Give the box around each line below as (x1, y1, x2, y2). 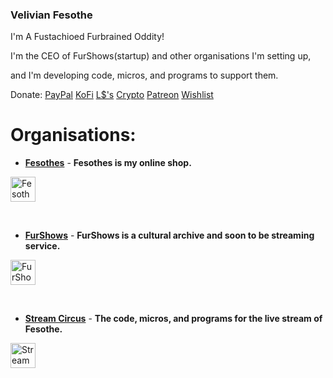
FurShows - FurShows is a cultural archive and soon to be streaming (24, 229, 315, 242)
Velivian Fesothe (10, 8, 93, 22)
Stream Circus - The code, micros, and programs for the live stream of (24, 313, 323, 325)
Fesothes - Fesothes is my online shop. (24, 157, 192, 169)
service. (24, 240, 61, 252)
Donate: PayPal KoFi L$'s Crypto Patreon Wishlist (10, 89, 214, 101)
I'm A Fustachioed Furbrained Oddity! (10, 31, 165, 43)
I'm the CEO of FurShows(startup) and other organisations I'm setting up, (10, 50, 312, 62)
